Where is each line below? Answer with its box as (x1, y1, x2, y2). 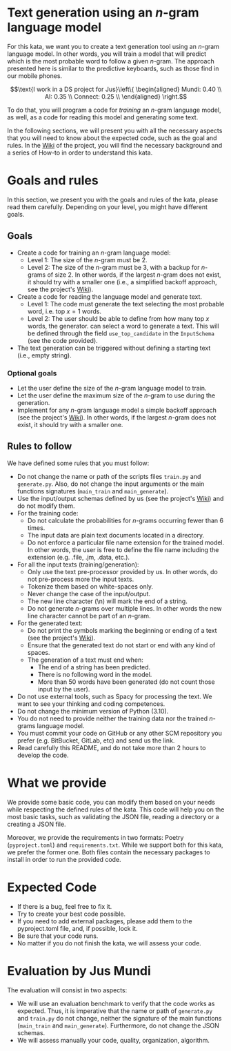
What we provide (7, 775, 107, 791)
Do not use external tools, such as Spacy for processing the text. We (17, 692, 212, 700)
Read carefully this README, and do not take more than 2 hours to (17, 743, 206, 752)
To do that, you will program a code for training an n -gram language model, (7, 106, 221, 114)
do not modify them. (17, 502, 75, 510)
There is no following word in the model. (37, 670, 152, 678)
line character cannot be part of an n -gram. (27, 611, 151, 620)
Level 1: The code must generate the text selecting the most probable (27, 299, 225, 308)
